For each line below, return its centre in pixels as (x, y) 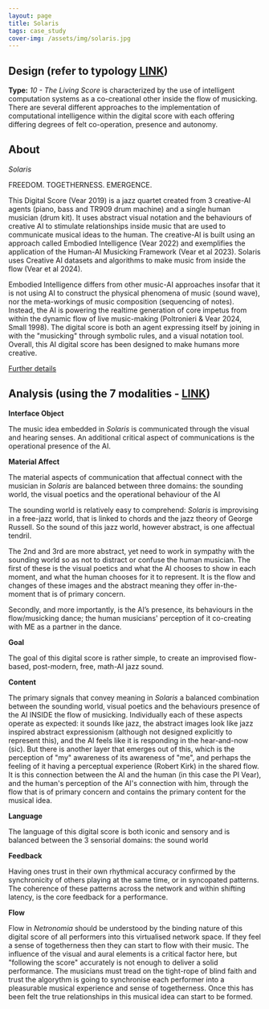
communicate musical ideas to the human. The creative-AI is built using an (132, 234)
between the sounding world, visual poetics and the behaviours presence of (134, 706)
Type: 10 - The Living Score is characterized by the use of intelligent (122, 90)
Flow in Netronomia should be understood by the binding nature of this (126, 928)
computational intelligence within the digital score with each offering (121, 116)
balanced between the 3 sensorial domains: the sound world (108, 840)
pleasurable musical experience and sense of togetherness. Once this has (131, 988)
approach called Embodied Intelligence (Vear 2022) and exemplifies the (127, 243)
